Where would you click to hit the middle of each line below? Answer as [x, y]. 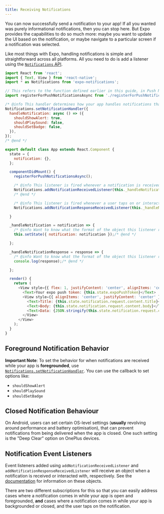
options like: [17, 376]
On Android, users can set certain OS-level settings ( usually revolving [76, 423]
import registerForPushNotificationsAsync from [54, 96]
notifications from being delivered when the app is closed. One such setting [81, 433]
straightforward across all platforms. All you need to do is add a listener [77, 59]
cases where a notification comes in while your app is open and [69, 496]
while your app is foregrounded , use [42, 365]
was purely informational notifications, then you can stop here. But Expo [78, 29]
